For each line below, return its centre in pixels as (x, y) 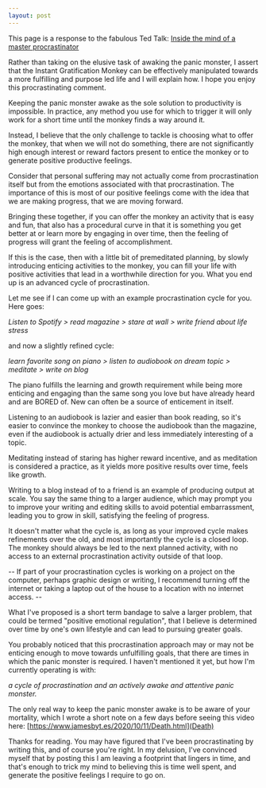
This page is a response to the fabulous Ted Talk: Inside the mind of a (122, 38)
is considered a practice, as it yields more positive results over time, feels (128, 466)
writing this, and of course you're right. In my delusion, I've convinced (123, 749)
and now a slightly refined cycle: (61, 346)
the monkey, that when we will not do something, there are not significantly (131, 143)
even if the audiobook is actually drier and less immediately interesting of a (131, 434)
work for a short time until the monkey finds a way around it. (106, 119)
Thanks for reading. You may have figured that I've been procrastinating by (131, 741)
